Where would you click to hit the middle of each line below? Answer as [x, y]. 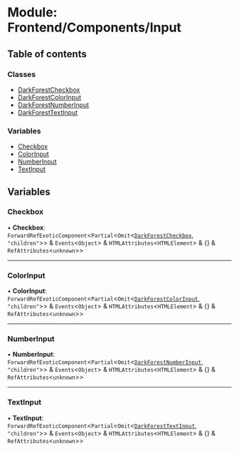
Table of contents [47, 54]
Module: [32, 12]
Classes [22, 74]
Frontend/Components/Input [94, 27]
